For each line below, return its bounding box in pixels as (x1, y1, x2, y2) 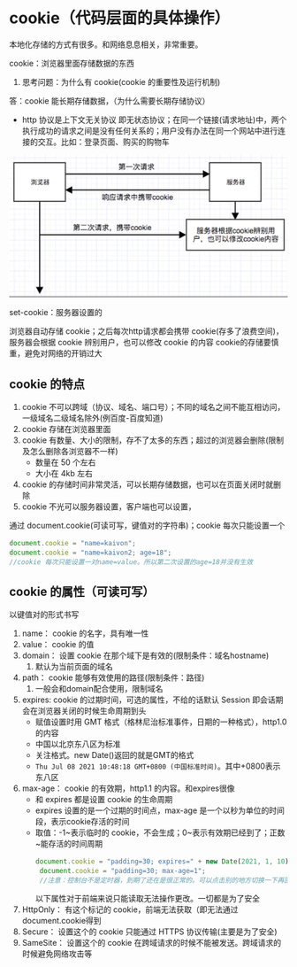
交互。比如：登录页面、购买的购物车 (37, 136, 170, 147)
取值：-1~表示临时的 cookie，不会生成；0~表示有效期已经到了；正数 (34, 827, 286, 838)
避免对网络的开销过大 (24, 348, 103, 359)
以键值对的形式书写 (9, 609, 80, 620)
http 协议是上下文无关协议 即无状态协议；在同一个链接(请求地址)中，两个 (21, 114, 287, 125)
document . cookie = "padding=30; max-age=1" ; (39, 867, 206, 876)
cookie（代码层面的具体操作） (9, 8, 231, 28)
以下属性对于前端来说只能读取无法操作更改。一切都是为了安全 (34, 894, 261, 904)
